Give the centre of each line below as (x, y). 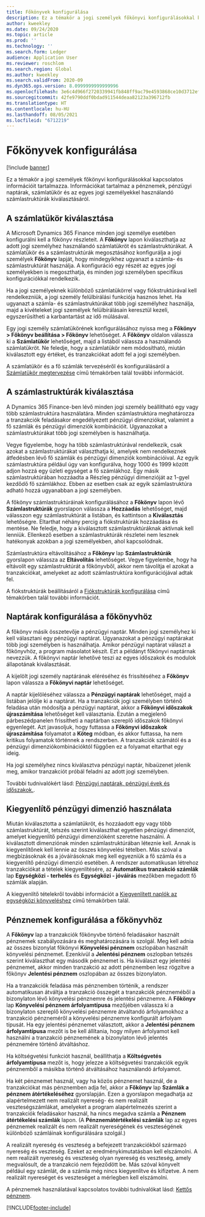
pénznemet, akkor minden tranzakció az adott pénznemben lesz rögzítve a (100, 967)
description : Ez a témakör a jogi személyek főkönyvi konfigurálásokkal (101, 18)
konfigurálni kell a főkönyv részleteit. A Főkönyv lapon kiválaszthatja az (96, 239)
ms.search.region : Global (39, 69)
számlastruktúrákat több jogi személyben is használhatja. (78, 433)
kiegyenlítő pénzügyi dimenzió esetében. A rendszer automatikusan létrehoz (103, 863)
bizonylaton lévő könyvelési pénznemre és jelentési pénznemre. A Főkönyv (101, 999)
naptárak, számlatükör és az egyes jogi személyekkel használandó (90, 192)
